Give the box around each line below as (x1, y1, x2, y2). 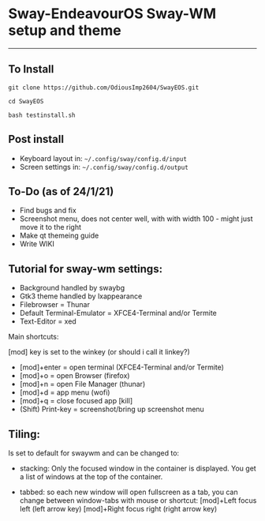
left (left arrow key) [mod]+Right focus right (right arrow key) (19, 504, 218, 513)
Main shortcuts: (8, 332, 59, 342)
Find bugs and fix (19, 206, 77, 216)
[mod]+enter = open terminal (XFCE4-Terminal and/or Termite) (19, 362, 225, 372)
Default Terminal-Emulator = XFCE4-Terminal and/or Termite (19, 309, 217, 318)
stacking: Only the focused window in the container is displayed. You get (19, 463, 256, 473)
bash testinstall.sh (8, 111, 77, 119)
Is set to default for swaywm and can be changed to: (8, 448, 180, 458)
